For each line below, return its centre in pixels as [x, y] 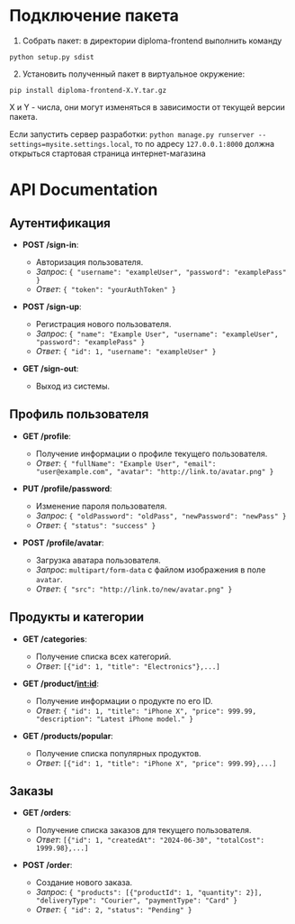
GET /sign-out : [50, 368]
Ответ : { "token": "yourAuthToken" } [106, 288]
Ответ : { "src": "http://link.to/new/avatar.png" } [134, 589]
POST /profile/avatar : [63, 543]
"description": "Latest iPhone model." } [114, 719]
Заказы [31, 791]
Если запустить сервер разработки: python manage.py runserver [132, 134]
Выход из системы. [73, 386]
